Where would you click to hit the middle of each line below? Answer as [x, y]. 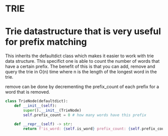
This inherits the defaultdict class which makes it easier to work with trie [79, 56]
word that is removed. [28, 92]
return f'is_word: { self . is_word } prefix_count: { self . [82, 129]
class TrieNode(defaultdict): [37, 101]
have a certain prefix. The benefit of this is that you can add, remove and [80, 67]
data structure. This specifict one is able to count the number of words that [82, 61]
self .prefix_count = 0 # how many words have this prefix [85, 115]
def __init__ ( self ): [35, 106]
